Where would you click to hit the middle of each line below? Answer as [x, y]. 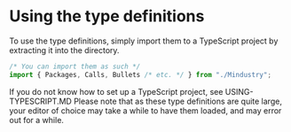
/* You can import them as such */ [75, 66]
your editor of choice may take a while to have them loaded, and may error [145, 110]
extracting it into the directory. [64, 50]
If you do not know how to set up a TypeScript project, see [116, 91]
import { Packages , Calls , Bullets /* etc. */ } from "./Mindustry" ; [141, 74]
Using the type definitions [107, 16]
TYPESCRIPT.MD [41, 101]
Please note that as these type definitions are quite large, [178, 101]
